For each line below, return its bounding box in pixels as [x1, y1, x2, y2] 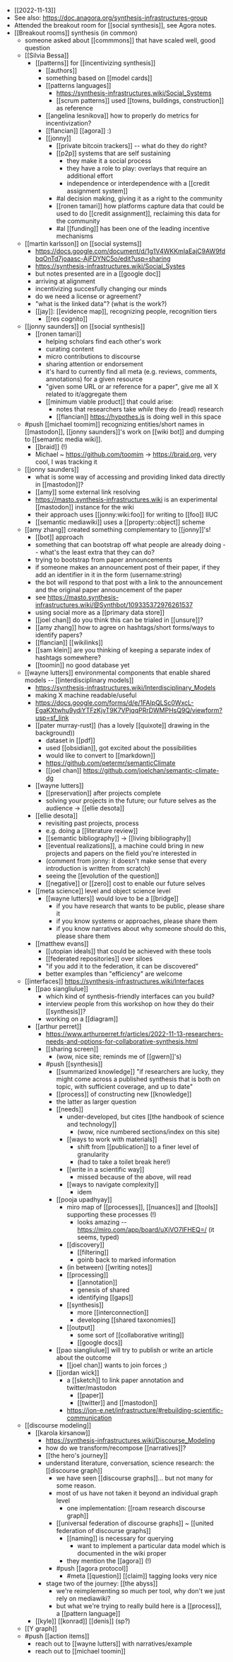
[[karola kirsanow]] [35, 1429, 90, 1437]
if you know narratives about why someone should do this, [56, 925, 227, 932]
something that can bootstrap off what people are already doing [35, 541, 222, 548]
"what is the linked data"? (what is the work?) [35, 300, 167, 307]
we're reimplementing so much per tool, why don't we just [56, 1587, 226, 1595]
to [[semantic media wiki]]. [24, 435, 102, 443]
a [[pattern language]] [56, 1610, 121, 1617]
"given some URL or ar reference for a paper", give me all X [45, 383, 219, 390]
